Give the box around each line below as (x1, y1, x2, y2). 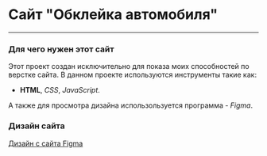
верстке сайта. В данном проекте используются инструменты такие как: (8, 70, 257, 80)
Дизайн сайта (8, 120, 65, 131)
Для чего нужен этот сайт (8, 44, 114, 55)
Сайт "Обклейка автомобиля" (8, 6, 219, 24)
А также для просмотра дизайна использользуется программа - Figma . (8, 101, 253, 110)
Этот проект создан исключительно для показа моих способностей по (8, 62, 250, 71)
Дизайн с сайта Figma (8, 139, 83, 148)
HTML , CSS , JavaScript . (19, 86, 101, 95)
